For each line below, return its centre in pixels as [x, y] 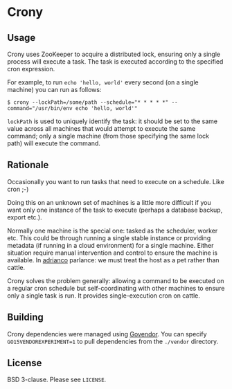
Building [25, 317]
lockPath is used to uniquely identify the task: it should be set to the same [113, 121]
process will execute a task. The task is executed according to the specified [115, 62]
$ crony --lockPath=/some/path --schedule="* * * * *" [88, 102]
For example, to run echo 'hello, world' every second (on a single [103, 82]
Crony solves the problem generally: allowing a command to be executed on [116, 280]
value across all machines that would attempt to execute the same [101, 128]
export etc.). [25, 217]
